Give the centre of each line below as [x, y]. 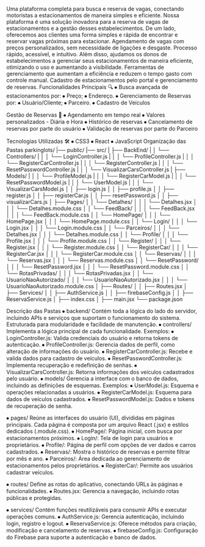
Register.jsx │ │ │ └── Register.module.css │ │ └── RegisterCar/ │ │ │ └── [102, 247]
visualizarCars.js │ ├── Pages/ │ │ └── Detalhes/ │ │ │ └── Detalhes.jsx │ [102, 202]
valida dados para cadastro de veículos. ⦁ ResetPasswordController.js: [95, 358]
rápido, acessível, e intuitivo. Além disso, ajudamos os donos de [87, 54]
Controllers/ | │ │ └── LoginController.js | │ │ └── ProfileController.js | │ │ [100, 156]
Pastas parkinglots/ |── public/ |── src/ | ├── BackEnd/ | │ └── [88, 150]
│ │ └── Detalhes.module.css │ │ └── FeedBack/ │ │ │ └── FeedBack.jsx [101, 208]
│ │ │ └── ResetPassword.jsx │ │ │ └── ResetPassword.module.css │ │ [98, 267]
